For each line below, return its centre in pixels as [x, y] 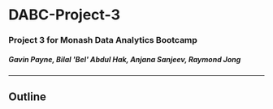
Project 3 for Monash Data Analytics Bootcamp [103, 40]
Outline [27, 97]
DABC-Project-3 [64, 15]
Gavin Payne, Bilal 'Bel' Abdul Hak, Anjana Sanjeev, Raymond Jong [125, 59]
